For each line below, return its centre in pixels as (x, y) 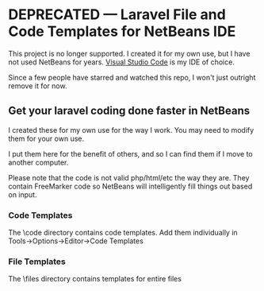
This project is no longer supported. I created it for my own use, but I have (129, 53)
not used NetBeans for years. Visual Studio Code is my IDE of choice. (122, 62)
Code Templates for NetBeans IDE (122, 31)
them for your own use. (46, 138)
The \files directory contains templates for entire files (95, 279)
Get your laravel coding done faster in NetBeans (129, 111)
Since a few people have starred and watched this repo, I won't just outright (132, 77)
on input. (23, 194)
